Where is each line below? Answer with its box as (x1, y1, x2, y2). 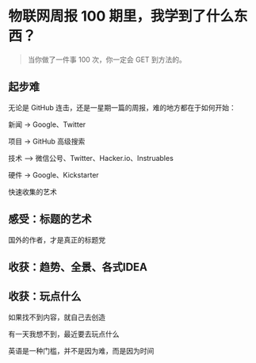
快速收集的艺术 (8, 187, 57, 197)
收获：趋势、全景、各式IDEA (8, 260, 148, 273)
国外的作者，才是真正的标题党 (8, 235, 105, 244)
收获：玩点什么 (8, 290, 82, 304)
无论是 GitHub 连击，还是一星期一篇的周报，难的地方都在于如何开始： (8, 102, 236, 112)
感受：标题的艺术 (8, 212, 92, 226)
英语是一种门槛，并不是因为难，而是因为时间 (8, 346, 155, 355)
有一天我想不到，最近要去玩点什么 (8, 329, 120, 338)
